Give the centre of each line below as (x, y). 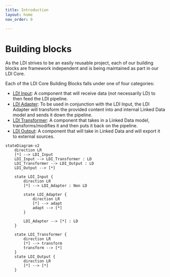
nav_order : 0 (19, 19)
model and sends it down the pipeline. (53, 115)
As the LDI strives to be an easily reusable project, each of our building (79, 63)
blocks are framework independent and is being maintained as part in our (82, 68)
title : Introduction (27, 10)
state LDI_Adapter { (45, 195)
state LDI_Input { (34, 177)
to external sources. (33, 136)
